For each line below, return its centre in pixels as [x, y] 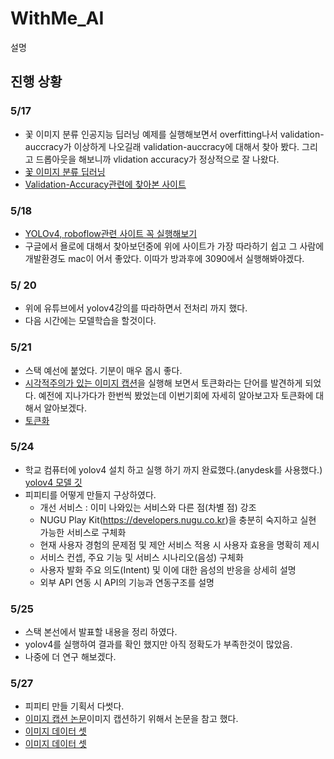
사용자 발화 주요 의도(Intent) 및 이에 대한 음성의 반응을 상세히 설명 [168, 569]
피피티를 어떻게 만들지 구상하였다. [90, 494]
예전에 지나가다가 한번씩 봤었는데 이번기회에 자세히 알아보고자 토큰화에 [176, 395]
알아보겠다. [65, 408]
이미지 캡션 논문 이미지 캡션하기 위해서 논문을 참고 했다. [131, 719]
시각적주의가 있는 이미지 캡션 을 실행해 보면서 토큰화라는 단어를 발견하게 [163, 383]
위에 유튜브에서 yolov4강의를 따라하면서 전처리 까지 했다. [136, 308]
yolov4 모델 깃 [53, 482]
